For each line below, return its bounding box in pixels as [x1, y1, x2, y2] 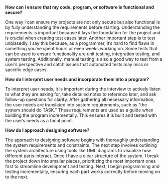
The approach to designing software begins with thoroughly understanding [5, 137, 160, 143]
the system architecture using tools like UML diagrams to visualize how [5, 148, 151, 153]
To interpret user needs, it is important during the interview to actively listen [5, 86, 161, 92]
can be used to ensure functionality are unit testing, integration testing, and [5, 51, 160, 57]
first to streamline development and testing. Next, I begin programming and [5, 164, 160, 169]
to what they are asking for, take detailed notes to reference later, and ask [5, 92, 157, 97]
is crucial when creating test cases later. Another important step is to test [5, 35, 156, 41]
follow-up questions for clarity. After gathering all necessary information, [5, 96, 155, 102]
